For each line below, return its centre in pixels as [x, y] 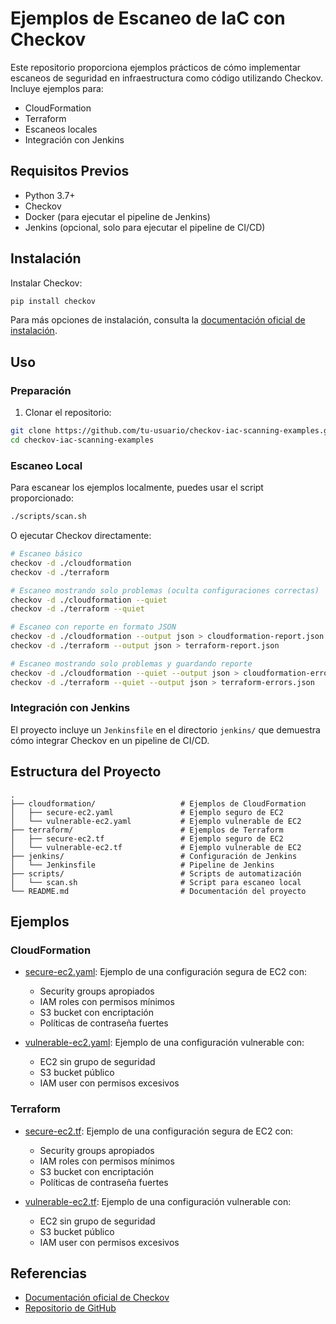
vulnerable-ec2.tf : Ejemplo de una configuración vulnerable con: [158, 1201]
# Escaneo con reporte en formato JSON [93, 627]
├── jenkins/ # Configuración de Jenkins [154, 856]
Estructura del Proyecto [86, 772]
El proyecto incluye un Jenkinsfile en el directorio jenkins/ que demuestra [165, 729]
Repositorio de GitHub [70, 1308]
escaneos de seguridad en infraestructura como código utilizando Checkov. [166, 78]
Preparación [41, 390]
